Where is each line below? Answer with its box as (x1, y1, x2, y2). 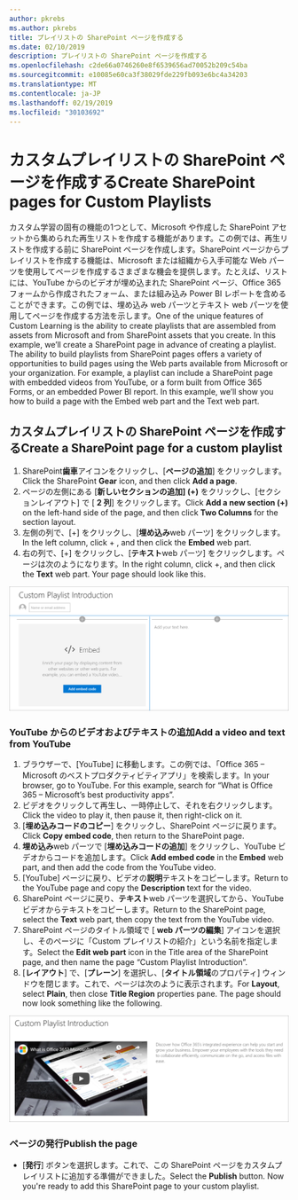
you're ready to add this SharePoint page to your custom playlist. (21, 1180, 260, 1191)
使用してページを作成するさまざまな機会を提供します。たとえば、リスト (24, 266, 288, 277)
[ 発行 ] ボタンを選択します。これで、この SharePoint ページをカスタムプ (21, 1159, 283, 1170)
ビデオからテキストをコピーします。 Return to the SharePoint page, (21, 905, 266, 915)
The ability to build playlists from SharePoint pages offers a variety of (9, 349, 263, 359)
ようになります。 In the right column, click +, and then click (60, 559, 276, 569)
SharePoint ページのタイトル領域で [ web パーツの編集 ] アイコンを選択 (21, 925, 281, 936)
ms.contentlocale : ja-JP (9, 89, 101, 98)
